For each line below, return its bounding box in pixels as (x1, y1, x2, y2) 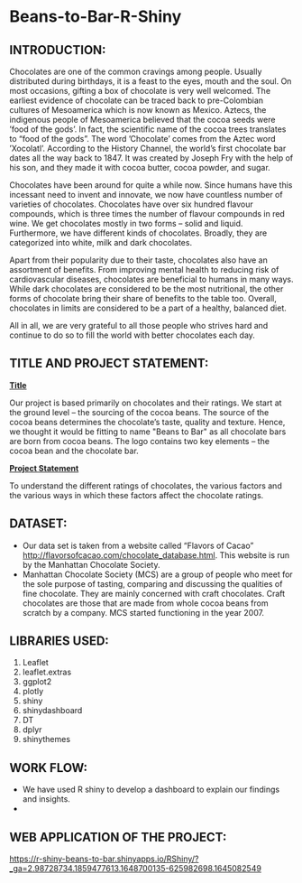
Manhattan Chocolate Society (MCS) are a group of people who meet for (22, 569, 293, 580)
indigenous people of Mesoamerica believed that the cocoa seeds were (9, 115, 276, 125)
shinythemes (22, 734, 70, 745)
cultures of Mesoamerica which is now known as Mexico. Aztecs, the (9, 105, 267, 115)
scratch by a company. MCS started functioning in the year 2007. (22, 607, 264, 618)
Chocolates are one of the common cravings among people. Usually (9, 66, 262, 77)
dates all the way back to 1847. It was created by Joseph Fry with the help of (9, 153, 294, 163)
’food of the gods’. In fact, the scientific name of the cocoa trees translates (9, 124, 287, 135)
